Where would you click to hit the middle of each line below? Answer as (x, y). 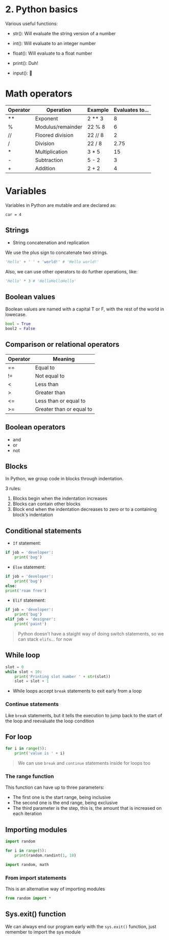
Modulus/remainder (59, 127)
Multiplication (51, 152)
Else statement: (29, 567)
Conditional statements (43, 531)
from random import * (28, 898)
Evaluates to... (131, 110)
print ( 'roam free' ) (26, 591)
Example (98, 110)
